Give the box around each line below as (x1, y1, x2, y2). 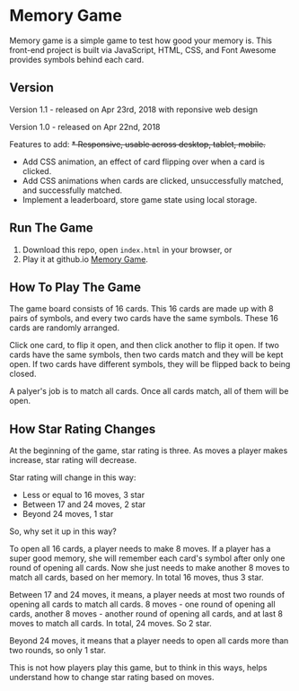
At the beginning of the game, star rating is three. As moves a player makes (9, 445, 288, 456)
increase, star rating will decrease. (9, 455, 137, 466)
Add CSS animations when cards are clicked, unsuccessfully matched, (22, 175, 285, 186)
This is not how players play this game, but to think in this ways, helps (9, 662, 268, 673)
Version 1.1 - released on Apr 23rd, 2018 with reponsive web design (9, 104, 259, 115)
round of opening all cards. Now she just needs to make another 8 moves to (9, 563, 290, 573)
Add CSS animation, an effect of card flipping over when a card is (22, 156, 265, 167)
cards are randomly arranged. (9, 322, 119, 333)
